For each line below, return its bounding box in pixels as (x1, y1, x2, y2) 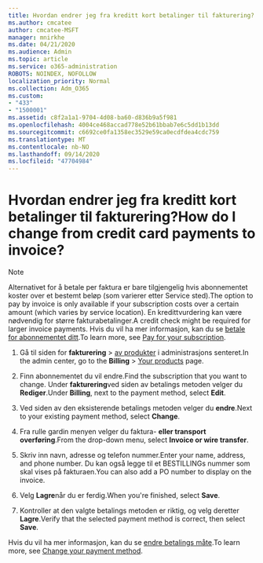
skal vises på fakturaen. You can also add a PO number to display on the (19, 467, 252, 477)
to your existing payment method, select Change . (19, 411, 181, 421)
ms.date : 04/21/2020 (8, 41, 76, 49)
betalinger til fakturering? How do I (8, 208, 236, 226)
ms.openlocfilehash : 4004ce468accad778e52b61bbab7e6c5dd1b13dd (8, 121, 220, 129)
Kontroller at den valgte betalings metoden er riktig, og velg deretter (19, 506, 239, 515)
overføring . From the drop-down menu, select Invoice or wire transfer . (19, 435, 249, 444)
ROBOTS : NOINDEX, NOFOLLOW (8, 70, 97, 78)
